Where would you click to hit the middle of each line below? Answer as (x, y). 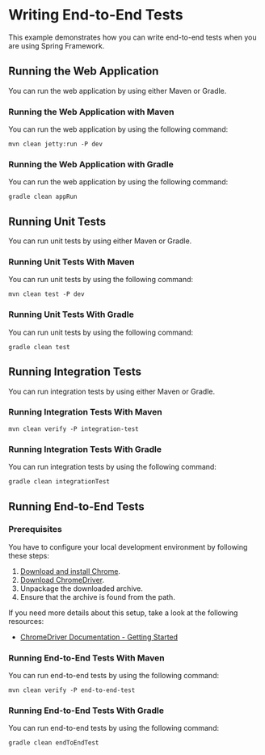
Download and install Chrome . (70, 571)
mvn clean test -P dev (46, 294)
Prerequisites (35, 529)
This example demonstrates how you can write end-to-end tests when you (132, 37)
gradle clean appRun (43, 197)
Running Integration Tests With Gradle (85, 449)
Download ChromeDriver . (62, 580)
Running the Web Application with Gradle (91, 164)
